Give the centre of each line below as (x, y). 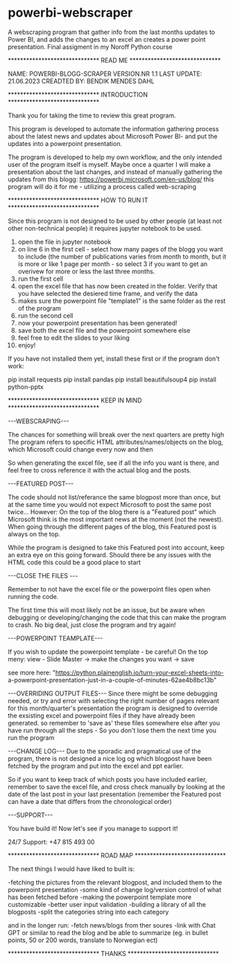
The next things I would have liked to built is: (71, 869)
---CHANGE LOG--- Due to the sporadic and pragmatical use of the (105, 751)
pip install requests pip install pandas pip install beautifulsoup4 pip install (112, 379)
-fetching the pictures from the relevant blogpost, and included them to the (115, 882)
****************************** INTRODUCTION (78, 94)
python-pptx (26, 386)
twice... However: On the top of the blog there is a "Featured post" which (112, 511)
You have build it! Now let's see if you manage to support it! (93, 828)
